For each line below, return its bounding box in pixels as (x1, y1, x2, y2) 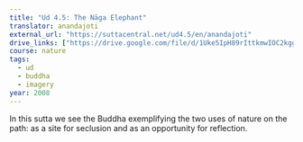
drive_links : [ (9, 38, 67, 48)
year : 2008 (9, 88, 50, 97)
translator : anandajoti (9, 22, 99, 31)
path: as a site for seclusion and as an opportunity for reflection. (9, 122, 248, 133)
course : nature (9, 47, 67, 56)
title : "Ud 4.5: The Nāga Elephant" (9, 13, 147, 22)
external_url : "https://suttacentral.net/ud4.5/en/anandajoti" (9, 30, 252, 39)
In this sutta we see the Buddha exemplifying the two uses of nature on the (9, 113, 288, 124)
